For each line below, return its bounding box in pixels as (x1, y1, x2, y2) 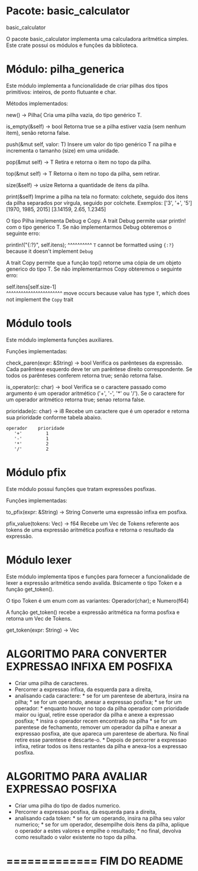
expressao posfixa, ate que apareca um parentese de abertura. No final (14, 730, 189, 737)
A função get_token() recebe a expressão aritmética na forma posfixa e (6, 609, 180, 616)
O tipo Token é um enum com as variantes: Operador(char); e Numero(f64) (6, 597, 189, 604)
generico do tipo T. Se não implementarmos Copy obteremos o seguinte (6, 265, 182, 273)
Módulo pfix (6, 466, 67, 479)
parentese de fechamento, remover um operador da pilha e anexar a (14, 723, 181, 731)
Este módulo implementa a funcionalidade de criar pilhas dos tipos (6, 82, 168, 89)
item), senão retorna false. (6, 129, 70, 136)
